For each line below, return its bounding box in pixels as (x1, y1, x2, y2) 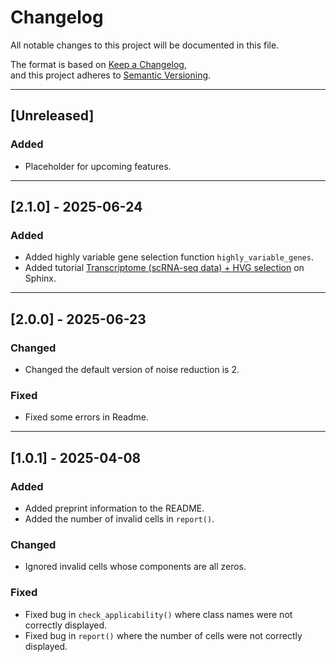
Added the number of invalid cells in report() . (24, 512, 215, 525)
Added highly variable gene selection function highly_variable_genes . (24, 251, 314, 263)
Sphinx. (24, 272, 57, 285)
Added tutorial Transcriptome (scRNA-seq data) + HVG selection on (24, 262, 305, 274)
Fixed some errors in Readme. (24, 411, 149, 423)
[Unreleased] (10, 107, 95, 125)
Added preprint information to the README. (24, 502, 205, 514)
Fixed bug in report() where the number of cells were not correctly (24, 629, 303, 641)
